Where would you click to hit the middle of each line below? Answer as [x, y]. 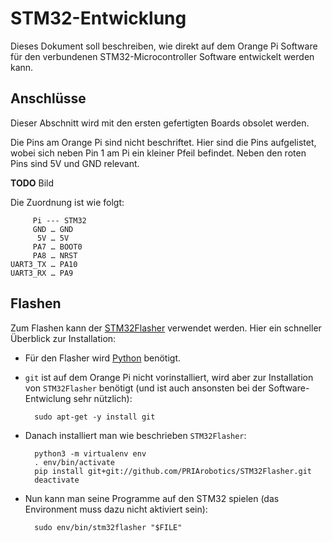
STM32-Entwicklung [98, 18]
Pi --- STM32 [59, 220]
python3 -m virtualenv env [90, 453]
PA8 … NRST [55, 255]
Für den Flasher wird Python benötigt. [103, 358]
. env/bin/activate [74, 462]
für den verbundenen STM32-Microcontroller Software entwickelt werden [162, 56]
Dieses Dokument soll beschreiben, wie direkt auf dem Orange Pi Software [164, 46]
